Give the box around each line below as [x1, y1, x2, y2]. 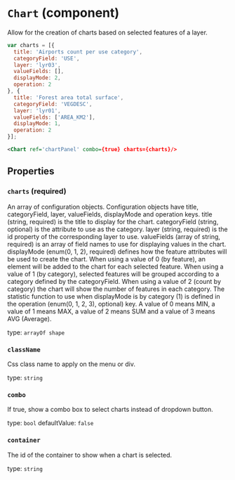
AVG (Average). [7, 314, 52, 323]
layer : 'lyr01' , [13, 107, 61, 114]
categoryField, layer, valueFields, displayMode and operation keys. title [7, 209, 213, 219]
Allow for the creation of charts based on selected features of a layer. [7, 28, 208, 37]
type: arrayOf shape [7, 328, 65, 337]
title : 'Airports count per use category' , [13, 48, 142, 56]
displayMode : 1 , [13, 120, 61, 127]
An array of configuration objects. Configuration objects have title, [7, 202, 199, 211]
